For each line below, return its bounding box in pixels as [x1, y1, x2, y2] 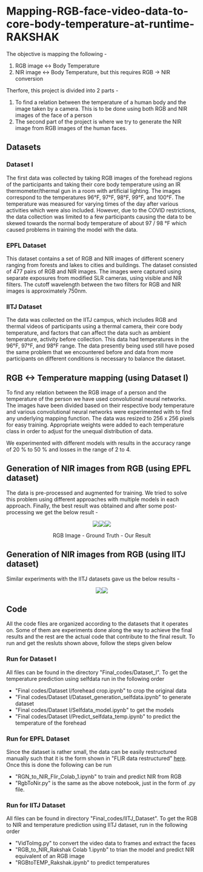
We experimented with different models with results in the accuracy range [6, 439, 191, 447]
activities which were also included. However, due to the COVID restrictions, [6, 206, 196, 214]
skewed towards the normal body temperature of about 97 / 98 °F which [6, 219, 187, 226]
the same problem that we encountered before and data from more [6, 349, 174, 356]
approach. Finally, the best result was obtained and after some [6, 502, 162, 509]
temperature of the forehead [15, 719, 87, 727]
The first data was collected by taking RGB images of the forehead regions [6, 174, 193, 181]
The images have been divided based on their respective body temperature [6, 402, 195, 409]
